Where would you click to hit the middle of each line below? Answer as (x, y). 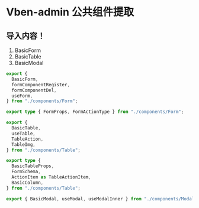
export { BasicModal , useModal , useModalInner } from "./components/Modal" (102, 199)
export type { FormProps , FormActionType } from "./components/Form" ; (95, 112)
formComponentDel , (34, 90)
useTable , (23, 134)
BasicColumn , (28, 183)
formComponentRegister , (41, 84)
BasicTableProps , (33, 166)
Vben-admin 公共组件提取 (70, 12)
